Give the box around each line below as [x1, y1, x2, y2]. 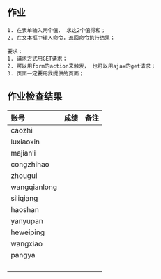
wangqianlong [10, 182, 58, 192]
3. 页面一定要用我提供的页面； [7, 70, 85, 77]
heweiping [10, 227, 45, 237]
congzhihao [10, 159, 50, 169]
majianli [10, 148, 36, 158]
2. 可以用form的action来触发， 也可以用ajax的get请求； [7, 62, 156, 70]
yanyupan [10, 216, 43, 225]
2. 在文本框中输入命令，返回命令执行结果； [7, 34, 116, 41]
